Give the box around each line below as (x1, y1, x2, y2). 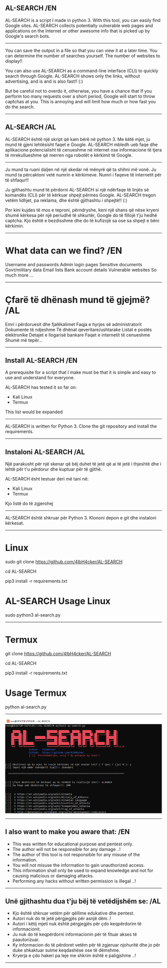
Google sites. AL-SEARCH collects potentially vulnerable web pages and (5, 22, 153, 28)
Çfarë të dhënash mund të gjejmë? (5, 294, 150, 306)
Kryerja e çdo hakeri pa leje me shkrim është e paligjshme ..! (12, 953, 136, 959)
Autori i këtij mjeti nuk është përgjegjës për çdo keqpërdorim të (12, 921, 142, 927)
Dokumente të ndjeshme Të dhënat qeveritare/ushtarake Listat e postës (5, 326, 152, 332)
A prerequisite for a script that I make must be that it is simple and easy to (5, 369, 157, 375)
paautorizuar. (12, 937, 40, 943)
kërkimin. (5, 223, 24, 229)
